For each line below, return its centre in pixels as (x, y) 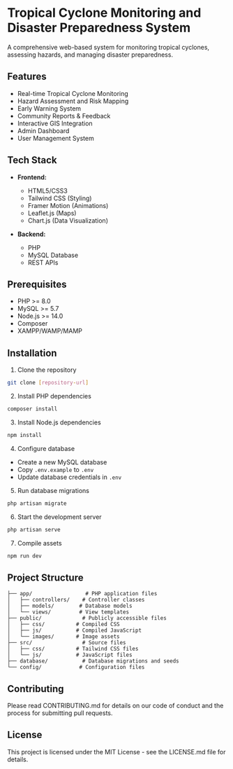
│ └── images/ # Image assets (63, 637)
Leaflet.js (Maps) (52, 213)
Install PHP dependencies (54, 396)
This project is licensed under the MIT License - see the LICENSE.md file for (116, 751)
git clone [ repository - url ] (48, 383)
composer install (32, 409)
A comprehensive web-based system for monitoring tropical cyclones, (108, 47)
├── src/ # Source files (67, 643)
